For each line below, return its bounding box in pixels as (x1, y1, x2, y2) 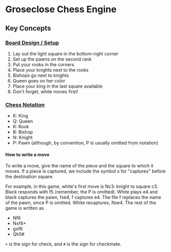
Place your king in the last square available (12, 83, 103, 89)
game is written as (5, 205, 44, 211)
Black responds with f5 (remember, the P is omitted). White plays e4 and (5, 189, 158, 195)
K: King (12, 113, 29, 119)
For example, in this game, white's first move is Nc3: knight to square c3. (5, 183, 158, 189)
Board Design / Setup (5, 39, 59, 46)
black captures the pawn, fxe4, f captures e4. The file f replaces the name (5, 194, 162, 201)
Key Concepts (5, 24, 51, 33)
